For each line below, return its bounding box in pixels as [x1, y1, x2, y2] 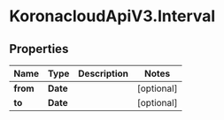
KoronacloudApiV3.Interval [9, 6, 216, 26]
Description [78, 68, 128, 79]
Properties [9, 41, 69, 56]
